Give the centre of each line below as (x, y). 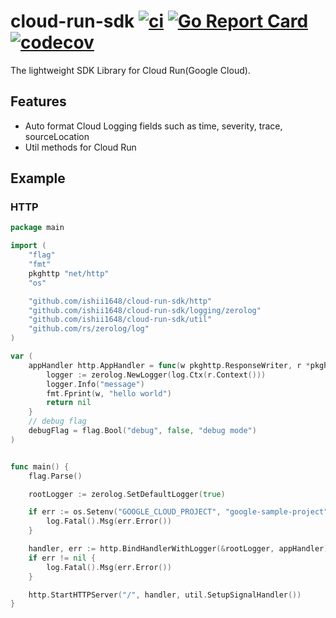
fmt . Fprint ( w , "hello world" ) (109, 393)
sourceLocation (57, 136)
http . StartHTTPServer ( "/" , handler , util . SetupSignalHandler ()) (165, 595)
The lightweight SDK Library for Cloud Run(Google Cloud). (130, 70)
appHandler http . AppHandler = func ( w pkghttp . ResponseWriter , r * (169, 365)
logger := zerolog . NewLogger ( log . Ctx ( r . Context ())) (156, 375)
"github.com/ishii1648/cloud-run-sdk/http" (120, 301)
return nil (69, 403)
